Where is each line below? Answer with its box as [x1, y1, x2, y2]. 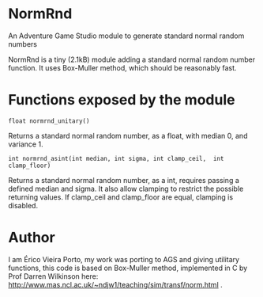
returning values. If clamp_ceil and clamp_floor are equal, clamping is [8, 192, 234, 202]
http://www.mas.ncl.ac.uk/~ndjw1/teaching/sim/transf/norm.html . [8, 280, 223, 289]
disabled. [8, 200, 38, 210]
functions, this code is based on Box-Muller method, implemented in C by [8, 263, 248, 272]
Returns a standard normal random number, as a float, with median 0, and [8, 131, 248, 140]
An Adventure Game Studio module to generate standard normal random [8, 31, 245, 40]
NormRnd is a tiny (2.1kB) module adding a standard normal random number [8, 55, 256, 64]
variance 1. [8, 139, 43, 149]
